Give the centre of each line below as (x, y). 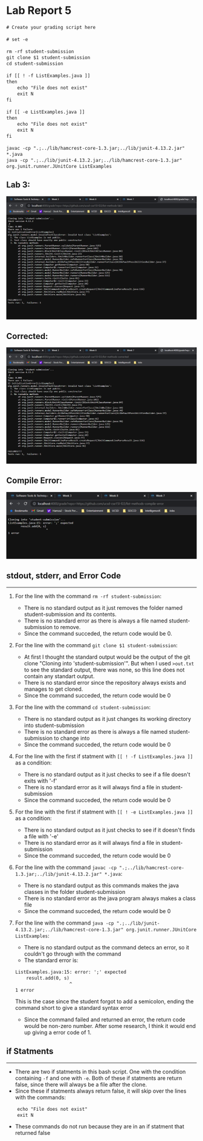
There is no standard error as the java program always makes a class (110, 898)
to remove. (67, 627)
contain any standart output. (59, 676)
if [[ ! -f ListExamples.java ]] (48, 76)
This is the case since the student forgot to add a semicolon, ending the (104, 1001)
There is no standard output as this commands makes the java (101, 885)
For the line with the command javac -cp (66, 867)
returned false (33, 1133)
